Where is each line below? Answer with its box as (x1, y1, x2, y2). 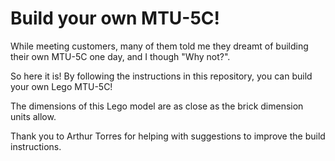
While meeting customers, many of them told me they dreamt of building (10, 40, 309, 52)
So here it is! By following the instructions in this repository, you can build (10, 70, 313, 82)
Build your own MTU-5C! (10, 7, 221, 30)
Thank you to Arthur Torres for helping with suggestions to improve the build (10, 130, 326, 142)
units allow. (10, 110, 57, 122)
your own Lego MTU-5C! (10, 80, 113, 92)
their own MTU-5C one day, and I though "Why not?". (10, 50, 231, 62)
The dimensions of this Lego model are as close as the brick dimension (10, 100, 304, 112)
